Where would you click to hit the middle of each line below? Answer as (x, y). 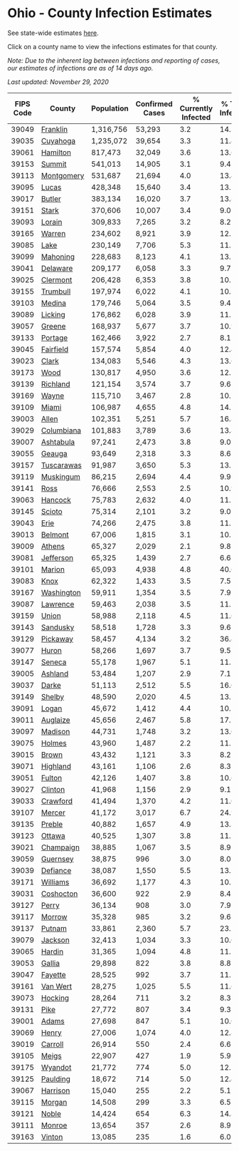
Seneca (54, 662)
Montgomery (63, 175)
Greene (53, 326)
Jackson (55, 940)
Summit (54, 164)
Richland (55, 384)
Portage (54, 338)
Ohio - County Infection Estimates (110, 13)
